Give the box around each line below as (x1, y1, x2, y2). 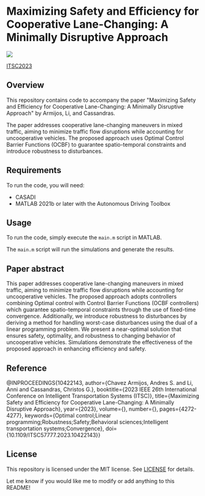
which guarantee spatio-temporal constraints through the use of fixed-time (6, 306, 196, 314)
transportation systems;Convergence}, (6, 425, 104, 432)
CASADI (15, 193, 36, 201)
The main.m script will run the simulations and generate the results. (6, 246, 175, 253)
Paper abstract (6, 263, 64, 274)
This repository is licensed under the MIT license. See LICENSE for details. (6, 465, 195, 473)
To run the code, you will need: (6, 181, 85, 188)
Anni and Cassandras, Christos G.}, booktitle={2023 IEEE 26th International (6, 386, 197, 393)
